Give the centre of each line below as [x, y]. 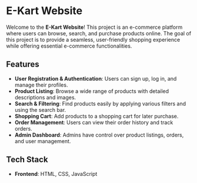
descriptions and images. [45, 97]
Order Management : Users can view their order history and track [94, 122]
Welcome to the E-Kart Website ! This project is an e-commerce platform [94, 27]
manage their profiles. [41, 85]
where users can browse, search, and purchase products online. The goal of [99, 33]
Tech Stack [27, 160]
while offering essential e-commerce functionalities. [69, 46]
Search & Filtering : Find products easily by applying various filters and [100, 104]
